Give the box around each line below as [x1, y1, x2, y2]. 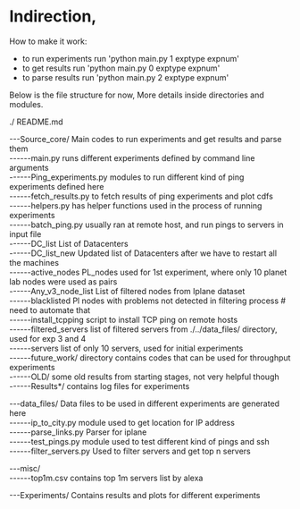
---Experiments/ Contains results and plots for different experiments [9, 489, 261, 500]
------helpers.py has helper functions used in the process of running [9, 199, 262, 211]
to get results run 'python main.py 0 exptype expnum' [21, 63, 221, 73]
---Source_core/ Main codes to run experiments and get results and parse [9, 133, 282, 144]
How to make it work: [9, 36, 87, 47]
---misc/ [9, 462, 41, 473]
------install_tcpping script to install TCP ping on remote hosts [9, 314, 238, 325]
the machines [9, 257, 60, 267]
